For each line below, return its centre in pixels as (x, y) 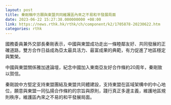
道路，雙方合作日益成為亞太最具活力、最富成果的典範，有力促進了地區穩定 (88, 50)
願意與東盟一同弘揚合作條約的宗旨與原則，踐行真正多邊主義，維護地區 (88, 91)
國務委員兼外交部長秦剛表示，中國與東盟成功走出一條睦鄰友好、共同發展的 (83, 44)
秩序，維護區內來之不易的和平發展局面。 (52, 97)
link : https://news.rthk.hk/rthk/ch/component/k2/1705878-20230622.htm (83, 24)
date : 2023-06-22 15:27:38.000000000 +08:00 (53, 19)
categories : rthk (24, 29)
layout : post (19, 10)
